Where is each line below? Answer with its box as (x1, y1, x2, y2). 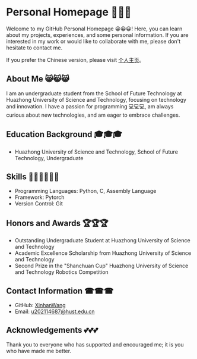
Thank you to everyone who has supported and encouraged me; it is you (6, 341, 184, 348)
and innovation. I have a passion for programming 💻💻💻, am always (6, 102, 174, 110)
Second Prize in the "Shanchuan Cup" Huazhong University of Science (14, 262, 189, 270)
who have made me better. (6, 347, 72, 354)
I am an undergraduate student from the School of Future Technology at (6, 89, 182, 97)
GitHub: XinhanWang (14, 302, 66, 308)
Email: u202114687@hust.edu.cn (14, 308, 95, 315)
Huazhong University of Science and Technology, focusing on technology (6, 96, 187, 103)
